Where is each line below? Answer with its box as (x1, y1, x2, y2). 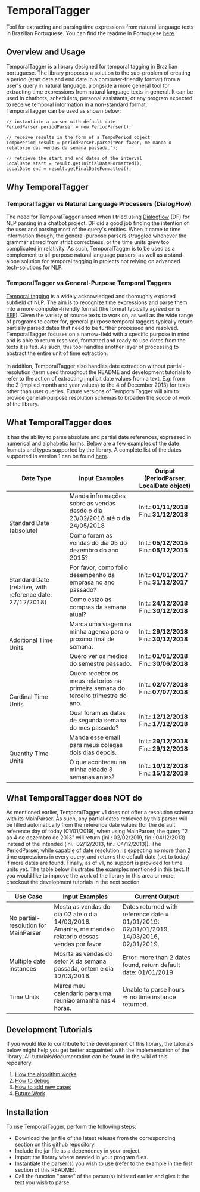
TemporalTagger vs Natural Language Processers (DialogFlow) (6, 200, 192, 208)
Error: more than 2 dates (122, 953, 191, 962)
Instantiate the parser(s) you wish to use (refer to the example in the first (14, 1160, 193, 1167)
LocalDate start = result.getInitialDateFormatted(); (6, 160, 143, 166)
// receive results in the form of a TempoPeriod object (6, 134, 151, 140)
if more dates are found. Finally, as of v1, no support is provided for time (6, 860, 183, 867)
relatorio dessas (54, 932, 99, 941)
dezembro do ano (69, 546, 119, 554)
